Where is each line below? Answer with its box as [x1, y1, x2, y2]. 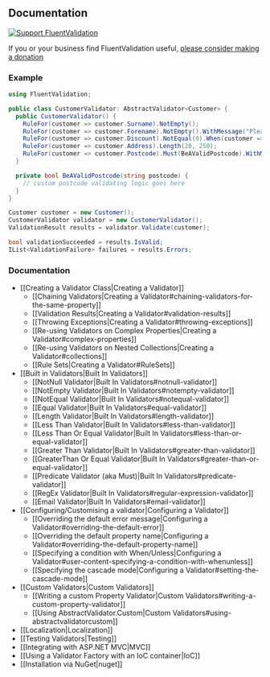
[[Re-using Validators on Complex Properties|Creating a [31, 326, 217, 336]
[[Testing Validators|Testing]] [19, 634, 117, 643]
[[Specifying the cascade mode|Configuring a [31, 565, 184, 575]
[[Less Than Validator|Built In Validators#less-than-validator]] [31, 420, 235, 430]
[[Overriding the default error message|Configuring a [31, 514, 208, 524]
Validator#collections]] [31, 352, 108, 361]
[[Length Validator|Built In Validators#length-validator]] [31, 411, 215, 421]
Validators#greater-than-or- [167, 454, 260, 464]
